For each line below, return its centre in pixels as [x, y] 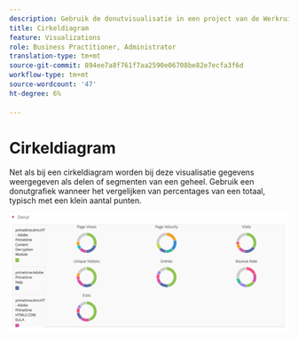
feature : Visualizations [55, 37]
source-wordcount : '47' [53, 84]
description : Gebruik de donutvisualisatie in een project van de [134, 19]
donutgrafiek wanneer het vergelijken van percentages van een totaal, [137, 192]
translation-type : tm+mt [55, 56]
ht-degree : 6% [35, 93]
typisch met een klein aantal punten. [75, 200]
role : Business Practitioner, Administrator [93, 47]
